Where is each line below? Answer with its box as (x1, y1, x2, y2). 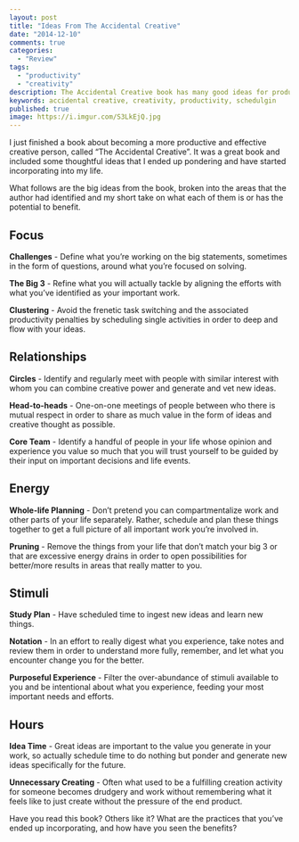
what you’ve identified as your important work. (9, 287, 181, 298)
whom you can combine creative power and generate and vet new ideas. (9, 383, 277, 393)
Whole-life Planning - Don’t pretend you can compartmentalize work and (9, 505, 279, 516)
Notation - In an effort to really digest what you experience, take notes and (9, 636, 285, 647)
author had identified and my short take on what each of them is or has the (9, 193, 284, 203)
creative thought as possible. (9, 418, 116, 429)
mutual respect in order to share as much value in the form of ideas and (9, 409, 272, 420)
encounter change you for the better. (9, 655, 145, 665)
